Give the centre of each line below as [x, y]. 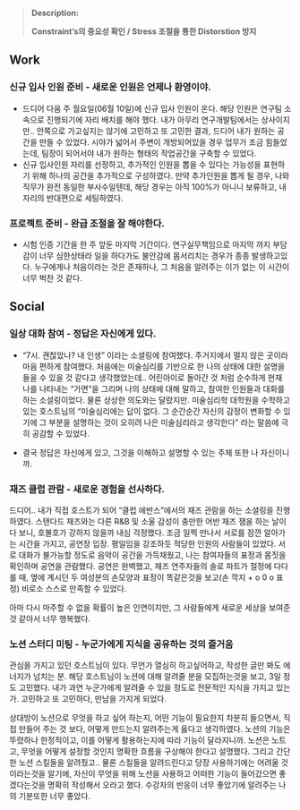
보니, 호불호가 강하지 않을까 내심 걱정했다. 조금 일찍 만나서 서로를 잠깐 [140, 533]
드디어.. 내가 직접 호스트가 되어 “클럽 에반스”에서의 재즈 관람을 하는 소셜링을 [141, 510]
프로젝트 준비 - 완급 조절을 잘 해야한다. [87, 223]
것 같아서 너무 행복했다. [50, 618]
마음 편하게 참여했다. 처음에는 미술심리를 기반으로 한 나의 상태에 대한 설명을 [154, 366]
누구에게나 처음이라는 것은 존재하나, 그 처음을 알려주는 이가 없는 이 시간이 [162, 267]
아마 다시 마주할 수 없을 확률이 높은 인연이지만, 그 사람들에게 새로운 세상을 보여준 [150, 607]
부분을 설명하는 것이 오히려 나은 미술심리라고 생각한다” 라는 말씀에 [164, 422]
